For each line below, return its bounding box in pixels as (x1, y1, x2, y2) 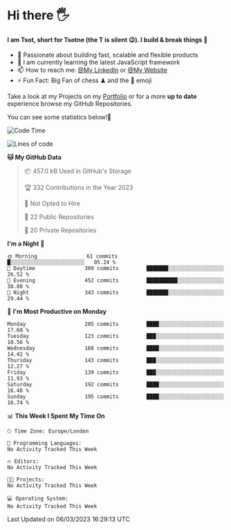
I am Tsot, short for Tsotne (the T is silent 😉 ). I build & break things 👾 (7, 35, 208, 44)
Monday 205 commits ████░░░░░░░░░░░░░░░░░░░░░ (7, 321, 225, 328)
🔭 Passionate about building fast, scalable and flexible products (17, 51, 198, 59)
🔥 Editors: (7, 458, 39, 465)
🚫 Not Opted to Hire (24, 200, 81, 208)
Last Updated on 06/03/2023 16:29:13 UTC (7, 515, 130, 524)
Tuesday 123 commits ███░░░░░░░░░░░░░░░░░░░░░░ (7, 333, 225, 340)
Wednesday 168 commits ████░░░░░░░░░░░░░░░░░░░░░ (7, 345, 225, 352)
